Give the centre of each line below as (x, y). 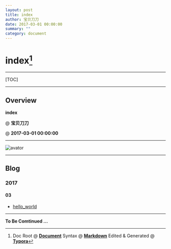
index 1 (19, 60)
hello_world (25, 206)
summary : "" (18, 29)
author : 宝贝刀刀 (22, 19)
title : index (19, 15)
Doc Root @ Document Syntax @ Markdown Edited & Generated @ (83, 236)
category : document (26, 34)
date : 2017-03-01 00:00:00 (34, 24)
